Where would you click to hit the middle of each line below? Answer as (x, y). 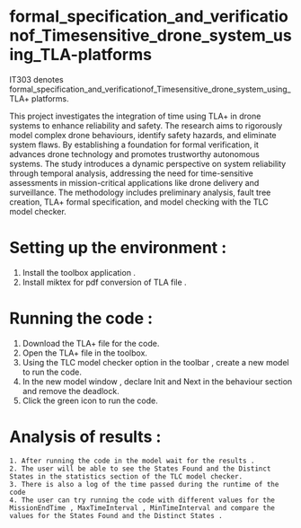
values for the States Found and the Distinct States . (116, 515)
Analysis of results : (85, 436)
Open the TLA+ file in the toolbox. (85, 353)
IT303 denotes (37, 79)
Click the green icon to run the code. (90, 400)
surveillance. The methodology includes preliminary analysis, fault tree (140, 192)
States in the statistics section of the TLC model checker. (126, 476)
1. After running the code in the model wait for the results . (132, 461)
